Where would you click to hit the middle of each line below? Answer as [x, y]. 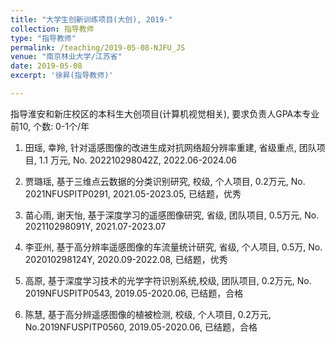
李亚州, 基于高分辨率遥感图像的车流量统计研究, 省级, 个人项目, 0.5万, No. [173, 247]
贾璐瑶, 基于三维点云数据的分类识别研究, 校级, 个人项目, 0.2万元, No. [165, 181]
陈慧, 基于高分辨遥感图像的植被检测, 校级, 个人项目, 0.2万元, [148, 314]
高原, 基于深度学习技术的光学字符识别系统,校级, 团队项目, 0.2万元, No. [168, 280]
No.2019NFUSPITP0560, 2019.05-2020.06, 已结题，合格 [141, 327]
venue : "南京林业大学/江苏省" [66, 57]
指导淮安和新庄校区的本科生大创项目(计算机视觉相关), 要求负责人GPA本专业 [165, 113]
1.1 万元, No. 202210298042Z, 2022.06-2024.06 [137, 160]
